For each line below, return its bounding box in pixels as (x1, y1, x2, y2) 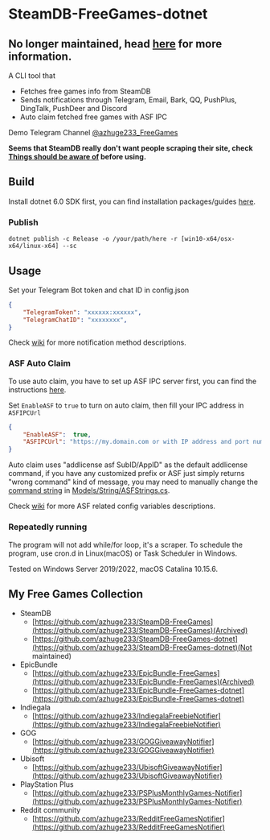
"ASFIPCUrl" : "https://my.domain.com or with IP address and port (22, 438, 250, 446)
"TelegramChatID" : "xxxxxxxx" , (22, 316, 128, 324)
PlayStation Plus (19, 780, 74, 789)
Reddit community (19, 805, 81, 815)
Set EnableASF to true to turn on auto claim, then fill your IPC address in (8, 400, 244, 410)
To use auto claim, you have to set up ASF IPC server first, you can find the (8, 376, 257, 386)
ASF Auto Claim (8, 358, 71, 369)
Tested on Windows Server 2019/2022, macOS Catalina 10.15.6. (8, 564, 219, 573)
